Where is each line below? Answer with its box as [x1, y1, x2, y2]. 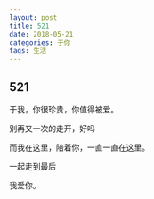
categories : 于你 [9, 37, 71, 47]
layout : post [9, 12, 58, 22]
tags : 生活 [9, 46, 47, 55]
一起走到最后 [9, 161, 56, 171]
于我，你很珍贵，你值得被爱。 [9, 104, 118, 114]
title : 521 [9, 21, 50, 30]
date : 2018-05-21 [9, 29, 74, 38]
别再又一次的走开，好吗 [9, 122, 95, 134]
